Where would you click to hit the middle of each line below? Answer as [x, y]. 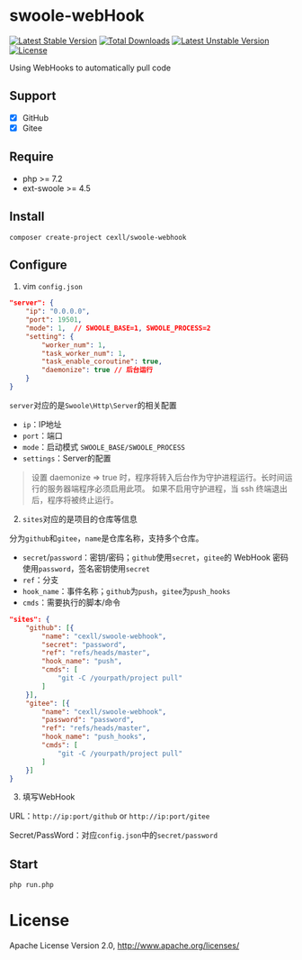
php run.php [31, 885]
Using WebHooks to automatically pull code [90, 68]
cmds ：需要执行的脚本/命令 [71, 602]
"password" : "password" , [88, 720]
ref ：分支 [40, 580]
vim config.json [53, 287]
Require [31, 157]
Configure [38, 265]
